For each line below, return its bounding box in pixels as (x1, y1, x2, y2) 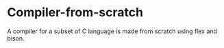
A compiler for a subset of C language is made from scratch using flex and (7, 27, 218, 35)
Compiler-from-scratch (7, 5, 144, 20)
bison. (7, 34, 25, 42)
